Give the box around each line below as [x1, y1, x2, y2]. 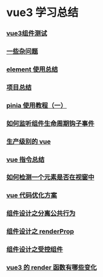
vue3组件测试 [6, 29, 47, 37]
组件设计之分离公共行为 [6, 209, 75, 218]
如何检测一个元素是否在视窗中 [6, 173, 95, 182]
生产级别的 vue [6, 137, 51, 146]
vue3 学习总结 [6, 6, 78, 20]
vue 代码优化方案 [6, 191, 57, 200]
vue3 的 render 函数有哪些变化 [6, 263, 97, 272]
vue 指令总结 [6, 155, 45, 163]
